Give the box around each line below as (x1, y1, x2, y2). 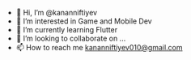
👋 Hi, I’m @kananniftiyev (15, 8, 98, 17)
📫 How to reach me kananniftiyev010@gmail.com (15, 43, 184, 52)
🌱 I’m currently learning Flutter (15, 25, 118, 34)
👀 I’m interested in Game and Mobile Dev (15, 16, 152, 26)
